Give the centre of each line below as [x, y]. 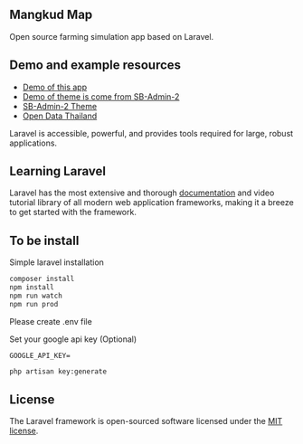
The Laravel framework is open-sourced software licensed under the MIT [146, 421]
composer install [42, 279]
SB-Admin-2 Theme [60, 106]
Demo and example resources [95, 66]
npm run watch [36, 296]
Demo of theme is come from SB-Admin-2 [101, 96]
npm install [32, 288]
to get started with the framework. [73, 213]
